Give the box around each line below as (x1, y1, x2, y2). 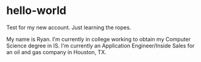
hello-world (6, 4, 67, 18)
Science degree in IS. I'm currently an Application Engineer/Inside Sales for (6, 42, 195, 49)
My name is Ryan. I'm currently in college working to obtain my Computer (6, 35, 191, 43)
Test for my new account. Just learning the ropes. (6, 24, 132, 31)
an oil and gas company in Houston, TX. (6, 48, 107, 55)
